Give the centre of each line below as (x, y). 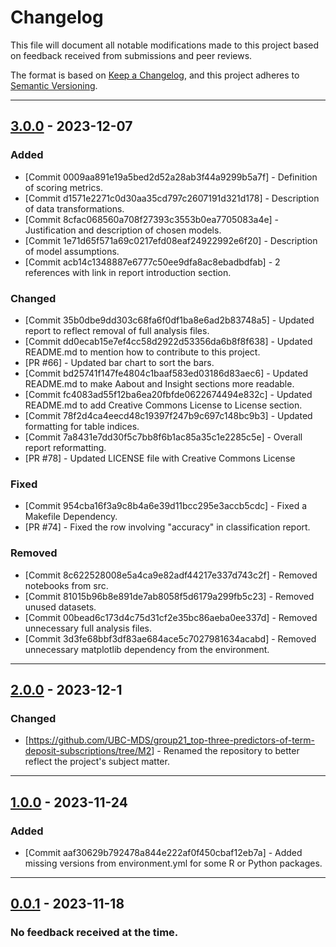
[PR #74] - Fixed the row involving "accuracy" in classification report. (167, 527)
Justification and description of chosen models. (123, 230)
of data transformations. (74, 208)
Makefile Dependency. (71, 517)
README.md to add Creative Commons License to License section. (163, 405)
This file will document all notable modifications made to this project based (165, 45)
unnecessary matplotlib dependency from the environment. (147, 649)
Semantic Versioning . (54, 85)
